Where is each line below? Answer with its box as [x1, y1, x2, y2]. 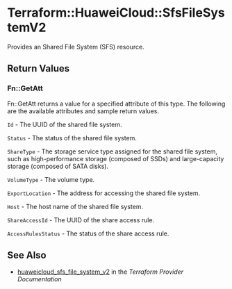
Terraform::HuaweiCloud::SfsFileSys [7, 5, 226, 21]
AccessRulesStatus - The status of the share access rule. [7, 229, 169, 238]
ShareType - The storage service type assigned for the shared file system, [7, 147, 217, 156]
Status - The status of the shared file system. [7, 133, 138, 142]
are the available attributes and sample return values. [7, 106, 160, 115]
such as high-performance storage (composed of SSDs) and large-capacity [7, 154, 224, 163]
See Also [7, 249, 47, 261]
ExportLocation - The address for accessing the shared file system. [7, 189, 201, 197]
